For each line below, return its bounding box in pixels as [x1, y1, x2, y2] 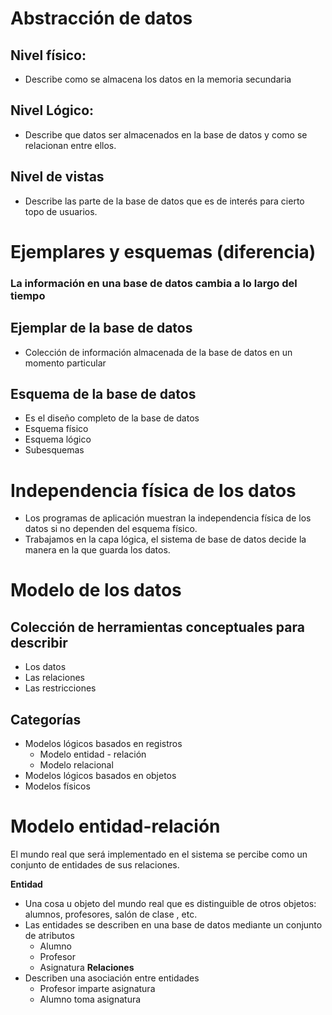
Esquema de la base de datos [10, 385, 197, 402]
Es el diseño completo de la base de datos [24, 412, 200, 424]
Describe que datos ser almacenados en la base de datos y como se [24, 128, 308, 141]
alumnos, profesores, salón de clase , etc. [24, 908, 198, 921]
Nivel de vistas [10, 168, 105, 186]
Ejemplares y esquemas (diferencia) [10, 240, 317, 263]
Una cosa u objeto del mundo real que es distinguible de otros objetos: [24, 898, 317, 910]
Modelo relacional [39, 759, 114, 771]
